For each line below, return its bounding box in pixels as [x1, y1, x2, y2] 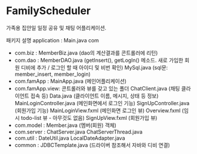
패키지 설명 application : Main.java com [6, 36, 99, 43]
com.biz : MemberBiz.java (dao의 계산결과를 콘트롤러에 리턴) [14, 49, 158, 56]
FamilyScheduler [6, 4, 91, 18]
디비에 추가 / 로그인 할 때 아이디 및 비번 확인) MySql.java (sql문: [21, 63, 168, 71]
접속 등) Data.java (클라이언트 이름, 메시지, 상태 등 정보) [30, 92, 159, 99]
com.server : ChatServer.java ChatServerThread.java [14, 128, 143, 135]
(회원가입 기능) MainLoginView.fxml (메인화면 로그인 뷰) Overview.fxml [14, 107, 181, 114]
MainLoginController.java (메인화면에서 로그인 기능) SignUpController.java [14, 99, 190, 106]
